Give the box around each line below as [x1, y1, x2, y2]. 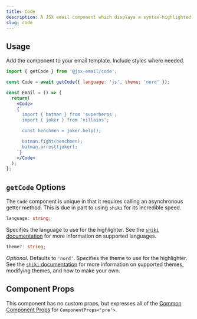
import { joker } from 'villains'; [21, 117, 110, 123]
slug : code [6, 19, 33, 25]
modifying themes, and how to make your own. [6, 267, 120, 274]
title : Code [6, 8, 35, 15]
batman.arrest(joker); [21, 144, 78, 150]
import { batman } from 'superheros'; [21, 111, 117, 118]
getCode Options [6, 182, 66, 192]
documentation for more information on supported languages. [6, 232, 157, 239]
